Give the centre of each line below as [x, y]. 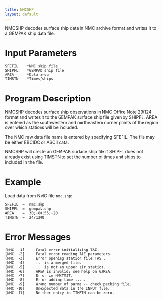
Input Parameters [41, 53]
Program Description [48, 98]
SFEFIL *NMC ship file [31, 66]
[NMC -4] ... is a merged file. [43, 263]
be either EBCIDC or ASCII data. [37, 142]
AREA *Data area [27, 75]
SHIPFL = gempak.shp [28, 209]
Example [23, 182]
